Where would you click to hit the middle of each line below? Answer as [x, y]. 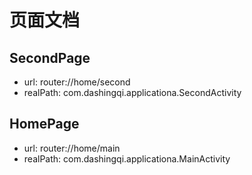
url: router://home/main [72, 148]
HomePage [44, 124]
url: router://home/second [77, 82]
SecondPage [50, 57]
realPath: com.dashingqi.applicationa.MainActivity [127, 158]
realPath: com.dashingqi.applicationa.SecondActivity [132, 92]
